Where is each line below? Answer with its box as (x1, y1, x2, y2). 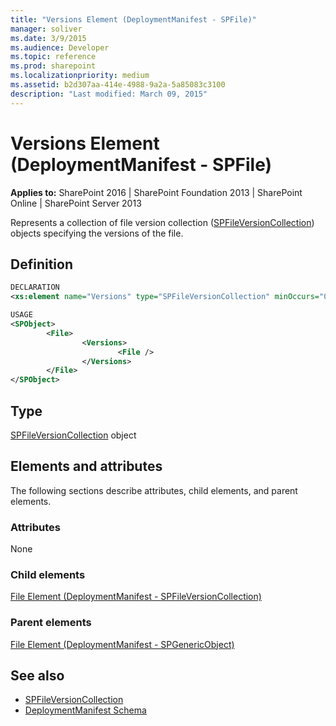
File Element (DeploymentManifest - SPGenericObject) (10, 638, 235, 650)
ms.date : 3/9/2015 (10, 33, 87, 43)
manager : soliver (10, 24, 83, 34)
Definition (10, 256, 73, 273)
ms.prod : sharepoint (10, 61, 97, 71)
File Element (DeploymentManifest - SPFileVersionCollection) (10, 591, 262, 603)
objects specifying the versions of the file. (10, 227, 184, 239)
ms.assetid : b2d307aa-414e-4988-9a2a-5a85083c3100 (10, 80, 226, 90)
